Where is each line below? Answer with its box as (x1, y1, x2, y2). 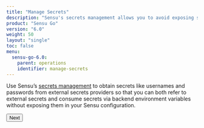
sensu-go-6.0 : (12, 54, 47, 60)
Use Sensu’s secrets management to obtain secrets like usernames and (6, 82, 185, 90)
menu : (6, 49, 20, 55)
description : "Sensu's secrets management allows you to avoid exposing (6, 15, 194, 21)
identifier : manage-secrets (17, 65, 88, 72)
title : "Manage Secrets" (6, 9, 69, 15)
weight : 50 (6, 32, 34, 38)
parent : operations (17, 60, 67, 66)
